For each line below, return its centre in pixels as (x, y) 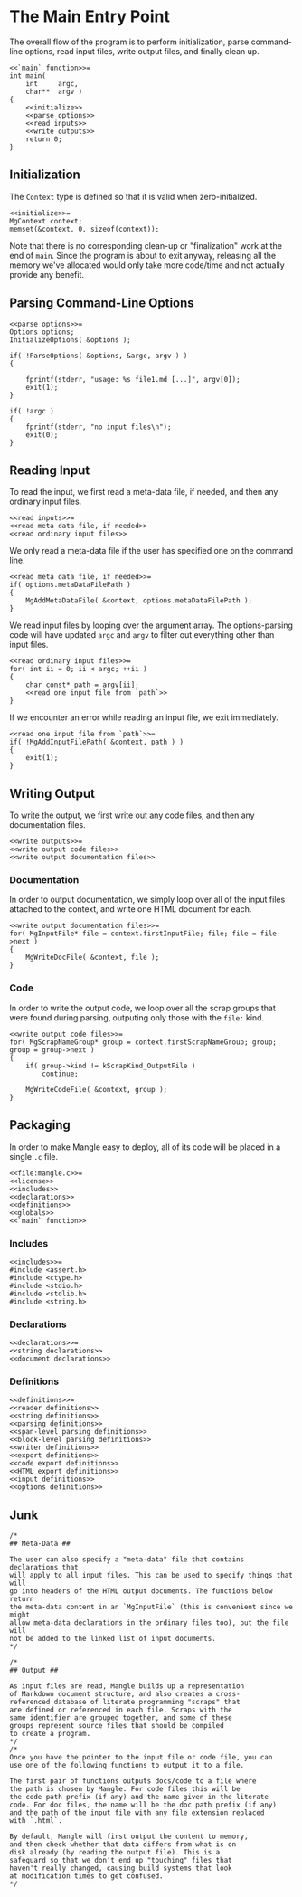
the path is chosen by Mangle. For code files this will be (125, 1789)
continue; (60, 1074)
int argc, (52, 83)
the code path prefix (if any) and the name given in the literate (139, 1797)
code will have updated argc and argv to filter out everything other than (142, 635)
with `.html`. (36, 1821)
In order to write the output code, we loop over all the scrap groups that (142, 1008)
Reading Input (50, 470)
